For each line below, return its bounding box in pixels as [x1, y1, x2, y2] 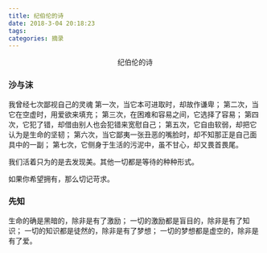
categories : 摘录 [8, 34, 64, 43]
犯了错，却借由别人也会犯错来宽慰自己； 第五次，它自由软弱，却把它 [29, 119, 257, 129]
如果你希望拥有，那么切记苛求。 [8, 174, 114, 184]
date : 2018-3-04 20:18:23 [8, 19, 95, 27]
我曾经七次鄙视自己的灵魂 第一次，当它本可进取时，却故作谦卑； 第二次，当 [8, 99, 259, 109]
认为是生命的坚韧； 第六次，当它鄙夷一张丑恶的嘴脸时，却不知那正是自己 [8, 130, 250, 139]
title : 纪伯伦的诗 [8, 11, 64, 20]
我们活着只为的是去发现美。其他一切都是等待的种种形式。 [8, 156, 199, 166]
